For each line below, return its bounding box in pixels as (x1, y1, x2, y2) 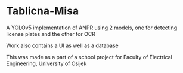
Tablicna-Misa (6, 4, 79, 18)
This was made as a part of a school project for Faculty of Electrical (6, 53, 173, 60)
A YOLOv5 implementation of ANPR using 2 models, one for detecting (6, 24, 178, 31)
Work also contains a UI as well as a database (6, 42, 119, 49)
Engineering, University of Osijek (6, 60, 87, 67)
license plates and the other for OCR (6, 30, 95, 37)
